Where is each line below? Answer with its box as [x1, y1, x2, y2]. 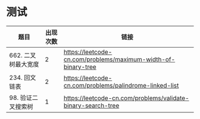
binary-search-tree [63, 101, 120, 109]
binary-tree [63, 62, 96, 71]
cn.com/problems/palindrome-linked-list [63, 81, 179, 89]
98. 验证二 [9, 93, 39, 102]
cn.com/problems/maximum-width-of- [63, 55, 176, 63]
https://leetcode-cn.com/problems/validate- [63, 93, 189, 102]
